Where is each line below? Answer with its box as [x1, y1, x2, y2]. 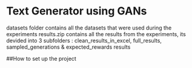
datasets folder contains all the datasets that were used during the [6, 24, 172, 31]
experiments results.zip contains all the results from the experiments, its [6, 30, 186, 37]
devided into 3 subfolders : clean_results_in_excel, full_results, [6, 37, 162, 44]
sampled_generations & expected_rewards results [6, 43, 131, 51]
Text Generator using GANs [6, 4, 147, 18]
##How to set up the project [6, 55, 77, 62]
